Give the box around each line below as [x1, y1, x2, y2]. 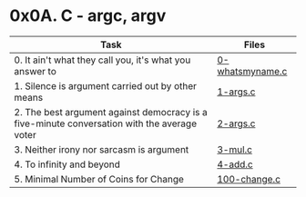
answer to [14, 64, 57, 77]
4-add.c [217, 158, 253, 171]
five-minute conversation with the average [14, 117, 198, 130]
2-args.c [217, 117, 256, 130]
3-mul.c [217, 143, 253, 155]
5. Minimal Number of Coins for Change [14, 172, 185, 185]
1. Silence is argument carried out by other [14, 79, 198, 92]
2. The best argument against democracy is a [14, 105, 208, 118]
